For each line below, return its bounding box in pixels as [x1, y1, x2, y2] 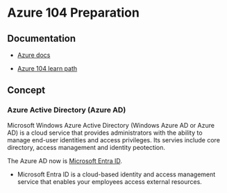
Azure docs [17, 51, 51, 59]
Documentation [7, 33, 76, 44]
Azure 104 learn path [17, 65, 78, 72]
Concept [7, 85, 46, 96]
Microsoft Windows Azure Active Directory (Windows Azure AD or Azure [7, 121, 215, 129]
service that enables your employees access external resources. [17, 177, 203, 185]
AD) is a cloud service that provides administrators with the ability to [7, 128, 203, 137]
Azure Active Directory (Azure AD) [7, 106, 126, 115]
